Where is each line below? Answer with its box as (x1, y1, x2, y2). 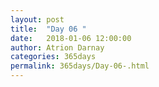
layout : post (10, 14, 65, 25)
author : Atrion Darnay (10, 42, 105, 53)
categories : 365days (10, 52, 97, 62)
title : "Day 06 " (10, 24, 87, 34)
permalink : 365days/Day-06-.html (10, 61, 150, 71)
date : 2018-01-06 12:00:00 (10, 33, 132, 43)
